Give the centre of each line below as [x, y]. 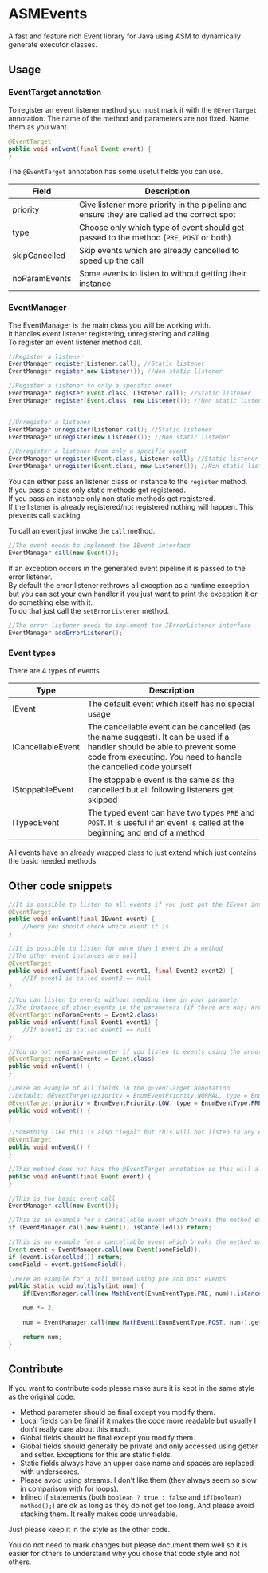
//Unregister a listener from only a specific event [98, 451]
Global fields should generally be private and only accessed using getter [139, 1446]
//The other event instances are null [73, 955]
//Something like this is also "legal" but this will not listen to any [132, 1132]
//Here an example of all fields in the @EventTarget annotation [119, 1088]
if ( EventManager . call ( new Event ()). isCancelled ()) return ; [110, 1228]
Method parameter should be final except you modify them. [117, 1412]
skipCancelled [39, 256]
